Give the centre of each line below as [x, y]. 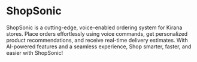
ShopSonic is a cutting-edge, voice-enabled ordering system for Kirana [94, 27]
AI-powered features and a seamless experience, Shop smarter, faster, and [99, 46]
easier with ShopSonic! [35, 52]
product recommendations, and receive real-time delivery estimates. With [97, 40]
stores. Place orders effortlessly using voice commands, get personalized [97, 33]
